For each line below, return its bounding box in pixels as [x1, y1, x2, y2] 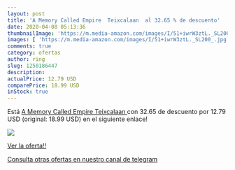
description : [7, 69, 45, 76]
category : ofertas [7, 50, 61, 57]
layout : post [7, 10, 45, 17]
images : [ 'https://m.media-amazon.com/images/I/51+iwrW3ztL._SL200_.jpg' [7, 36, 230, 43]
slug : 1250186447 [7, 62, 58, 69]
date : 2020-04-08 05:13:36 [7, 23, 86, 30]
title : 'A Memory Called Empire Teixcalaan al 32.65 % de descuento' [7, 17, 220, 24]
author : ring [7, 56, 45, 63]
